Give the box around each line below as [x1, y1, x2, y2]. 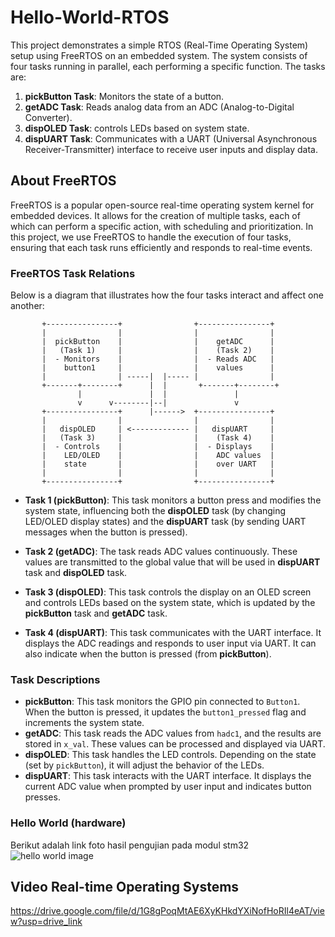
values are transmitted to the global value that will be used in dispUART [24, 556, 321, 568]
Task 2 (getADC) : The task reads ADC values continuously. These [24, 546, 298, 558]
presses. [24, 791, 61, 803]
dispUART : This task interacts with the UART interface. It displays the [24, 770, 312, 782]
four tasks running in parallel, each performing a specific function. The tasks [10, 60, 326, 72]
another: [10, 300, 45, 312]
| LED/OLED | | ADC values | [41, 451, 275, 461]
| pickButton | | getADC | [41, 337, 275, 347]
